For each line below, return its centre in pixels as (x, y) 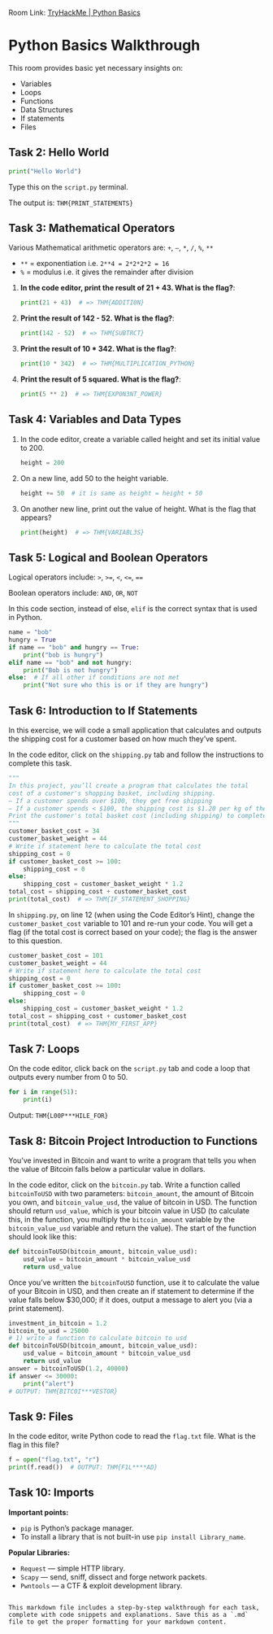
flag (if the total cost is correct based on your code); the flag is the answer (133, 932)
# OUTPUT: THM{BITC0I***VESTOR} (63, 1392)
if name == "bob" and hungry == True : (74, 647)
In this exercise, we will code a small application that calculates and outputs (135, 730)
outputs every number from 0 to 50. (68, 1077)
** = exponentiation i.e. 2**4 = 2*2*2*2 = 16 (95, 264)
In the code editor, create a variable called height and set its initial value (140, 439)
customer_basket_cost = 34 (54, 831)
